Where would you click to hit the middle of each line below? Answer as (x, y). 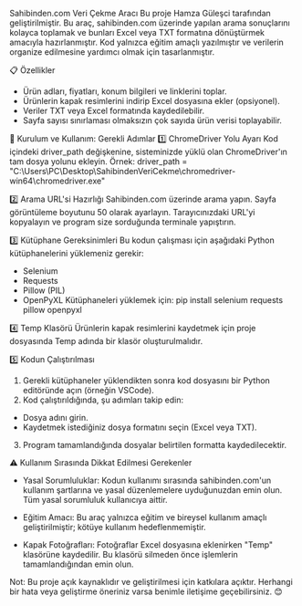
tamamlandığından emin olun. (78, 564)
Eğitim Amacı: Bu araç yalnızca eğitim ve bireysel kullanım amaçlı (145, 517)
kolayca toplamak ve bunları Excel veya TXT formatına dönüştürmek (137, 32)
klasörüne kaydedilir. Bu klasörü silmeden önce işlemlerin (130, 554)
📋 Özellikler (32, 70)
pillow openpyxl (52, 310)
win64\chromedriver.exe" (57, 181)
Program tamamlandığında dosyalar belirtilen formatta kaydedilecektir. (155, 445)
